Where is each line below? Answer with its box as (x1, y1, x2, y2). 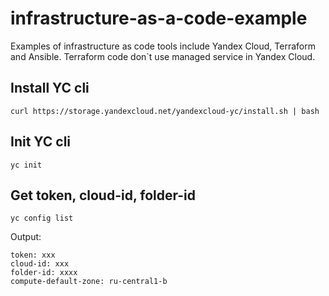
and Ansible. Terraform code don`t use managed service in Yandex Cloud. (10, 50, 316, 62)
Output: (10, 231, 42, 243)
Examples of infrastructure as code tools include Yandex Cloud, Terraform (10, 40, 316, 52)
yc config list (10, 213, 74, 224)
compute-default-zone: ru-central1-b (10, 277, 168, 287)
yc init (10, 160, 43, 170)
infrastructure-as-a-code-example (10, 7, 308, 30)
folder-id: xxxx (10, 268, 78, 278)
